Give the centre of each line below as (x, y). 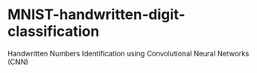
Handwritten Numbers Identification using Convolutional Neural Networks (128, 53)
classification (53, 31)
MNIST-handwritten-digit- (96, 15)
